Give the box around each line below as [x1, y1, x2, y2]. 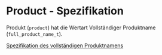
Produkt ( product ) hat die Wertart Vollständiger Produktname [6, 24, 156, 31]
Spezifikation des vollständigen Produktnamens [6, 42, 124, 49]
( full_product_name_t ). [6, 30, 63, 37]
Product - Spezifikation [6, 4, 124, 18]
